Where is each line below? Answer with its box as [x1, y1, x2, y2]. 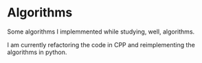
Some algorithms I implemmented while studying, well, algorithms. [7, 27, 195, 36]
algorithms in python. [7, 48, 67, 56]
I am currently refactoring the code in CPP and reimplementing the [7, 40, 196, 49]
